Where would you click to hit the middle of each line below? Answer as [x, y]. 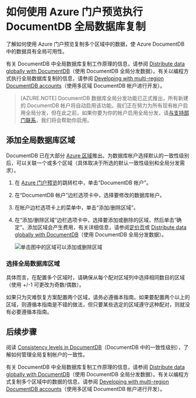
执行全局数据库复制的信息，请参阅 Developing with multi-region [87, 78]
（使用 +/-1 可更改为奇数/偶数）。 [45, 285]
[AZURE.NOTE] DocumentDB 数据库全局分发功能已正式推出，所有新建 [104, 98]
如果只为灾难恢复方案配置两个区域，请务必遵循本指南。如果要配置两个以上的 [98, 297]
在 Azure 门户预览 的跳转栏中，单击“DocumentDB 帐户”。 [83, 183]
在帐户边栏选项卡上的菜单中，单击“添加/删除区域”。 [76, 207]
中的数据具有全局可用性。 [37, 51]
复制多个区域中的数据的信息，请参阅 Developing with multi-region [90, 382]
